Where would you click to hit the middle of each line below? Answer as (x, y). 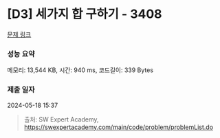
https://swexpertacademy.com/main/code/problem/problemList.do (119, 127)
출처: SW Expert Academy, (61, 119)
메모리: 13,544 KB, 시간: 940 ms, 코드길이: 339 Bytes (80, 70)
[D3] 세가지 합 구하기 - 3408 (85, 14)
